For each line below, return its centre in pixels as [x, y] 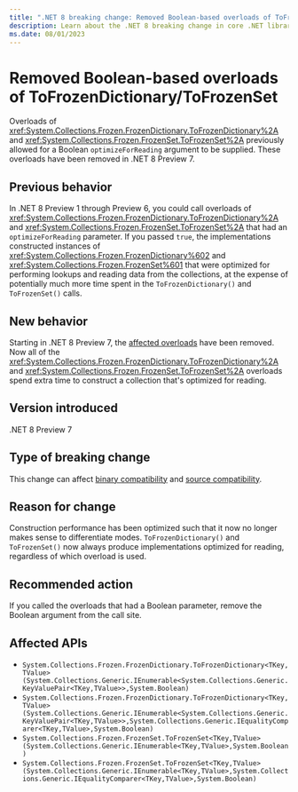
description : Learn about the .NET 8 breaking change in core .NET [137, 26]
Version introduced [63, 408]
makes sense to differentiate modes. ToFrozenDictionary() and [125, 537]
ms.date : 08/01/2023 [47, 34]
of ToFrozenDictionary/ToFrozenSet [144, 96]
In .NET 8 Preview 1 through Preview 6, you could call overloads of [130, 209]
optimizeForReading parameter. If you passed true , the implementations [140, 237]
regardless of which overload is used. [78, 557]
